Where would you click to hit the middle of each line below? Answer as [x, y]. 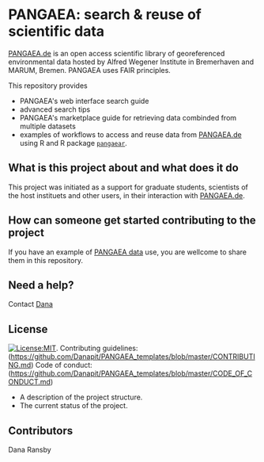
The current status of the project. [74, 406]
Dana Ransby [30, 450]
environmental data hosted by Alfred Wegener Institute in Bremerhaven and [131, 62]
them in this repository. [45, 260]
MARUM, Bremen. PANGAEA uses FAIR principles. [90, 70]
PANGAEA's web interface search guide [84, 101]
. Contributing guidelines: [97, 348]
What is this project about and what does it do [123, 168]
